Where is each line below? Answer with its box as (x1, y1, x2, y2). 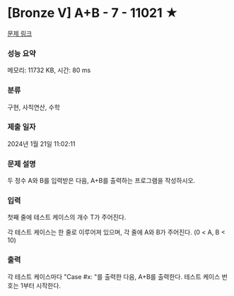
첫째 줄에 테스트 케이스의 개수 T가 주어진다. (7, 213, 127, 222)
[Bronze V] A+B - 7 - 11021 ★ (7, 5, 179, 21)
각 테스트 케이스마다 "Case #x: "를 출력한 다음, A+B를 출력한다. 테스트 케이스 (7, 272, 221, 280)
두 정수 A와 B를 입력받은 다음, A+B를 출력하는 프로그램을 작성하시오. (7, 177, 196, 185)
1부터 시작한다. (20, 281, 62, 290)
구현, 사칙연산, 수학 (7, 102, 60, 111)
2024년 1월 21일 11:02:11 (7, 139, 76, 148)
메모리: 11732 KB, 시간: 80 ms (7, 66, 91, 75)
